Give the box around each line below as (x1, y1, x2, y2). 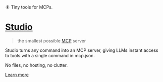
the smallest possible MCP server (17, 38, 86, 43)
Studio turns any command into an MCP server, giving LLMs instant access (5, 47, 159, 53)
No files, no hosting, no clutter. (5, 62, 68, 68)
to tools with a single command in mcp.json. (5, 52, 95, 58)
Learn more (5, 72, 29, 78)
